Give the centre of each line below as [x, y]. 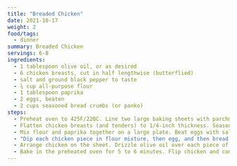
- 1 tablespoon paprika [48, 93]
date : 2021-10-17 [33, 20]
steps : [17, 112]
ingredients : [26, 60]
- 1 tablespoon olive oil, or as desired [75, 66]
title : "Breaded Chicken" [45, 14]
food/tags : [23, 34]
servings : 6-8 [28, 54]
